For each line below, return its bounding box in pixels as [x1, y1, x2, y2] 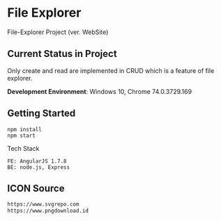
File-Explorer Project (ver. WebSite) [7, 28, 109, 36]
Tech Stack [7, 144, 40, 152]
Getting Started [7, 108, 76, 120]
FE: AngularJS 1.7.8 [7, 158, 68, 165]
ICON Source [7, 182, 65, 194]
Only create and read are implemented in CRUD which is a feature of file [7, 66, 215, 74]
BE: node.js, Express [7, 163, 70, 171]
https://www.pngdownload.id [7, 207, 89, 215]
